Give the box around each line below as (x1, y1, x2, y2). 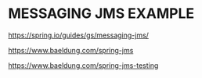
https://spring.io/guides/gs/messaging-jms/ (8, 30, 149, 40)
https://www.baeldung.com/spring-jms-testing (8, 60, 159, 70)
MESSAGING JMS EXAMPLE (8, 5, 194, 23)
